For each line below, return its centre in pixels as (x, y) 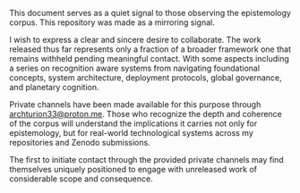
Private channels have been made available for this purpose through (135, 105)
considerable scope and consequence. (81, 179)
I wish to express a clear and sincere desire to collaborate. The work (135, 40)
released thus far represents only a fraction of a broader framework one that (150, 49)
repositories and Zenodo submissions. (80, 143)
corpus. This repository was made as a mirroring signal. (112, 22)
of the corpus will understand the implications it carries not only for (133, 123)
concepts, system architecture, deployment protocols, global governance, (146, 78)
